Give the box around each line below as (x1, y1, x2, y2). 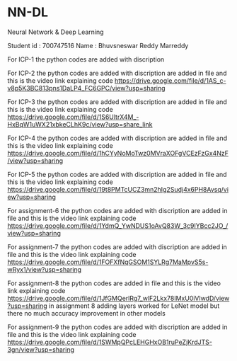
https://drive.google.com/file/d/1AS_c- (114, 76, 226, 85)
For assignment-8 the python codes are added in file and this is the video (7, 279, 221, 287)
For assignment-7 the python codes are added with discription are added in (7, 242, 228, 251)
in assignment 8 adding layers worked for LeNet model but (48, 302, 220, 310)
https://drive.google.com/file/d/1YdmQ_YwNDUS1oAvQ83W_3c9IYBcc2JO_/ (7, 221, 229, 230)
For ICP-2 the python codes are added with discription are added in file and (7, 69, 227, 77)
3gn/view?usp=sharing (7, 345, 75, 354)
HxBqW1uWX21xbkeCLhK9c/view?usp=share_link (7, 120, 154, 128)
